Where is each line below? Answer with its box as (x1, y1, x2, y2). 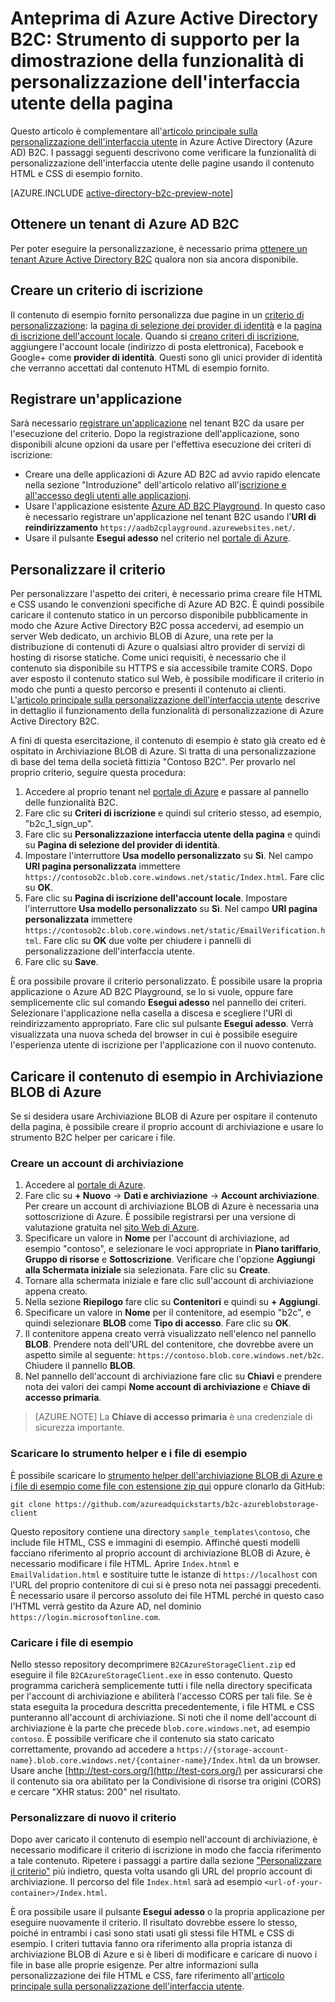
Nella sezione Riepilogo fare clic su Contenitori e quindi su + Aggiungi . (24, 1296, 321, 1308)
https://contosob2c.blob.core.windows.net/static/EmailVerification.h (24, 926, 326, 936)
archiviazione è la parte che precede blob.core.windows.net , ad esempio (10, 1722, 311, 1734)
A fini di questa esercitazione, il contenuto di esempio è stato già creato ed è (10, 735, 326, 747)
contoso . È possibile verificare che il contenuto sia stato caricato (10, 1732, 275, 1744)
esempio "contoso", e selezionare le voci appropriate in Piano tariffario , (24, 1243, 322, 1255)
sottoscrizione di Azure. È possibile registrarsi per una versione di (24, 1211, 296, 1223)
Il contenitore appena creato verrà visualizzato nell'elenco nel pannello (24, 1328, 317, 1340)
